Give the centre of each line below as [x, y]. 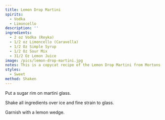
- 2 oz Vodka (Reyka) [32, 38]
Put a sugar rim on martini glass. [38, 93]
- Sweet [18, 74]
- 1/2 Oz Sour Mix [29, 51]
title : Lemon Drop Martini [33, 10]
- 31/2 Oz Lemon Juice [33, 56]
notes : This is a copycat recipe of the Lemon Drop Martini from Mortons [83, 65]
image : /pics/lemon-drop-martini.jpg [44, 60]
